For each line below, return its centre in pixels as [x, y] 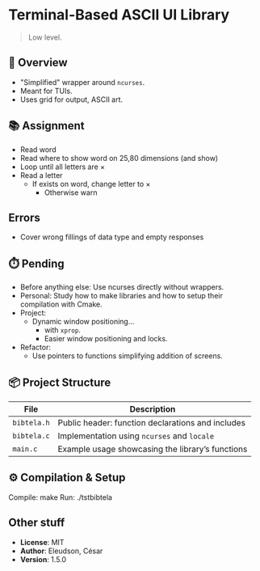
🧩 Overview [38, 63]
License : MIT [42, 542]
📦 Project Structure [60, 382]
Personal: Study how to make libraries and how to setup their [122, 296]
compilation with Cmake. [61, 304]
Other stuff [37, 523]
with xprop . [62, 330]
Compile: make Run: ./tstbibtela [61, 497]
